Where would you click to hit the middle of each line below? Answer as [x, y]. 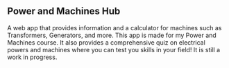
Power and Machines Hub [64, 11]
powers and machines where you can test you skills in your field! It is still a [114, 49]
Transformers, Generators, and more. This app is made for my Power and [112, 35]
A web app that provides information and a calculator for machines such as [114, 27]
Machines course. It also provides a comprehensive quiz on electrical [107, 42]
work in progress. [32, 57]
